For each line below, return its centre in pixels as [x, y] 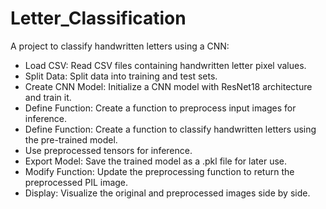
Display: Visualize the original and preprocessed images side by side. [167, 193]
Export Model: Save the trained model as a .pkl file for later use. [155, 161]
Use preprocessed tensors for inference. [108, 150]
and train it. [48, 97]
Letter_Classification [98, 18]
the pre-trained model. [71, 139]
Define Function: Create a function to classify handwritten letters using [170, 129]
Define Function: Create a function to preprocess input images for [160, 108]
